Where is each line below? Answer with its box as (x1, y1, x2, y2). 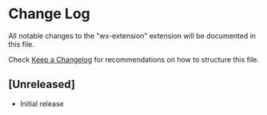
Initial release (19, 98, 64, 108)
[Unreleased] (8, 78, 76, 91)
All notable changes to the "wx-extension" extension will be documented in (8, 31, 257, 40)
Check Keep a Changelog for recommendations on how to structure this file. (8, 55, 260, 64)
